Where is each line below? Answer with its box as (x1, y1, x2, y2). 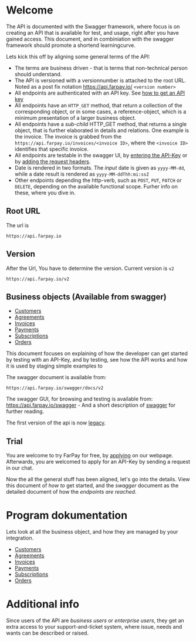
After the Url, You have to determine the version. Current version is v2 (6, 265, 174, 272)
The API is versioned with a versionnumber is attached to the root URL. (14, 77, 187, 84)
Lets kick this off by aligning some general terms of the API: (6, 53, 151, 60)
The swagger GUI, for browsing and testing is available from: (6, 396, 153, 403)
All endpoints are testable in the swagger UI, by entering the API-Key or (14, 151, 188, 158)
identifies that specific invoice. (14, 145, 89, 153)
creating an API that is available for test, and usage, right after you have (6, 29, 179, 36)
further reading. (6, 408, 45, 415)
